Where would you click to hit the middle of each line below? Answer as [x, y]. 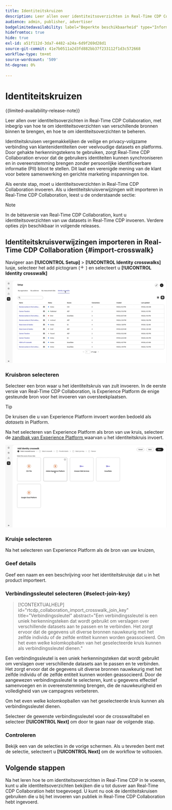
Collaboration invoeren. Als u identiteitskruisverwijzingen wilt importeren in [84, 189]
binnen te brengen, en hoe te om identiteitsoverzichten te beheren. [76, 131]
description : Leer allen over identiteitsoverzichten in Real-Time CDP [83, 16]
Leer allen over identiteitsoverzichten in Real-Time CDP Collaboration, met [83, 121]
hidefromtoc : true [25, 33]
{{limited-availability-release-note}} [43, 111]
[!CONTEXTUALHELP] [41, 605]
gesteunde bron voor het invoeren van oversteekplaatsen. [66, 397]
